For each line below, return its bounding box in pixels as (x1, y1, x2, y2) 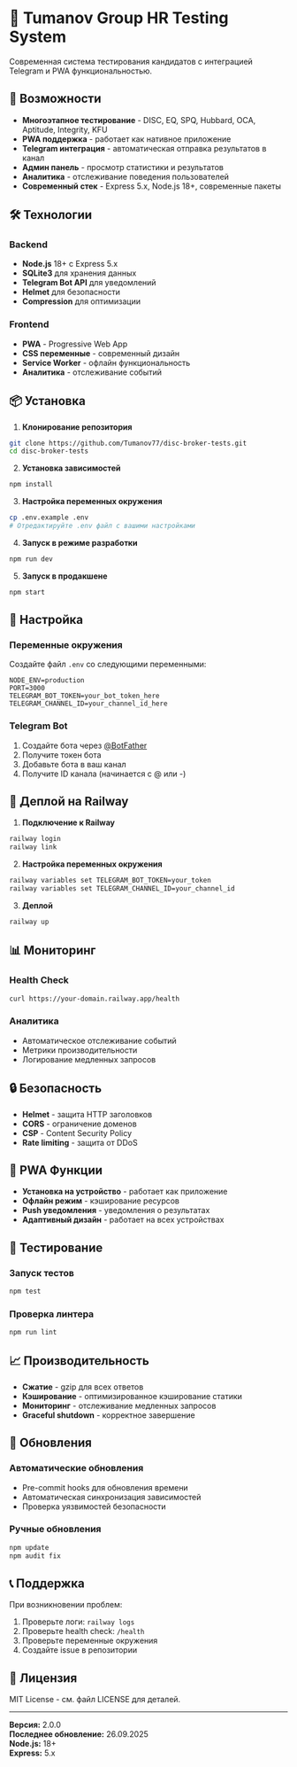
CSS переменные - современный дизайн (21, 347, 180, 358)
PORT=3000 (9, 684, 46, 693)
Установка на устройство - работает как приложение (21, 1187, 228, 1197)
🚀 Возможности (9, 91, 102, 106)
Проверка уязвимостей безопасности (21, 1501, 166, 1512)
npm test (9, 1287, 42, 1296)
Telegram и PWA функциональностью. (9, 66, 153, 76)
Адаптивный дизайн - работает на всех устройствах (21, 1214, 225, 1226)
